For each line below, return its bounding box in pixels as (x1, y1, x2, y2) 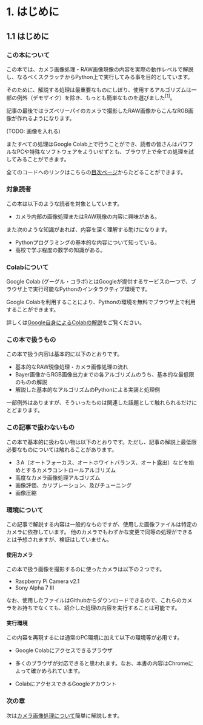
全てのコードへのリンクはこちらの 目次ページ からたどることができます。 (6, 168, 187, 175)
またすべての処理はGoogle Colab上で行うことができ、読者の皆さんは (6, 140, 178, 148)
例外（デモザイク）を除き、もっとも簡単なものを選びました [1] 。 (16, 93, 176, 101)
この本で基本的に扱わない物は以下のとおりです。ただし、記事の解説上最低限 (6, 438, 197, 446)
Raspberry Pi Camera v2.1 (15, 577, 80, 585)
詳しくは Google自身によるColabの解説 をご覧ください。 (6, 319, 145, 326)
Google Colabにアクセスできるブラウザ (15, 647, 113, 654)
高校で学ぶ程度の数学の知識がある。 (15, 246, 106, 253)
